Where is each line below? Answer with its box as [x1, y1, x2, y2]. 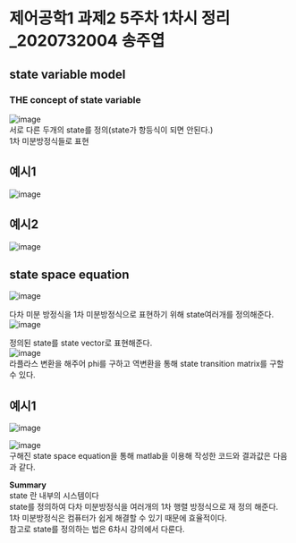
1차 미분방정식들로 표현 [9, 135, 89, 146]
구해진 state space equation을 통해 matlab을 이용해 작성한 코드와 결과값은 [9, 451, 271, 462]
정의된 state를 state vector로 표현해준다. [9, 337, 153, 349]
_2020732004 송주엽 [9, 30, 165, 51]
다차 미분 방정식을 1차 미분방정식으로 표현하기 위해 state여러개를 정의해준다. [9, 310, 275, 320]
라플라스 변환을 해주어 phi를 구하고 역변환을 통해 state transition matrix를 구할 [9, 359, 284, 369]
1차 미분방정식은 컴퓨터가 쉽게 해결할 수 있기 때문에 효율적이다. [9, 513, 227, 523]
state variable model [9, 66, 126, 81]
